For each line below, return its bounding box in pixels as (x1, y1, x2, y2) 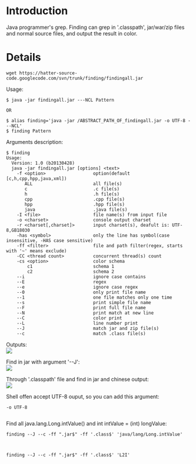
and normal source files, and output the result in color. (6, 30, 138, 37)
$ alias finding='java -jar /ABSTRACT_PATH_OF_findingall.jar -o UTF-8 (6, 117, 185, 123)
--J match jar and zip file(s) (16, 325, 160, 331)
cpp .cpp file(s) (24, 196, 125, 202)
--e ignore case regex (16, 284, 138, 290)
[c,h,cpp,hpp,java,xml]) (6, 175, 67, 181)
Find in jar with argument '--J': (6, 358, 80, 365)
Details (6, 51, 41, 64)
